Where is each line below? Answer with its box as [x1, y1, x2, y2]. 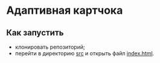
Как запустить [6, 28, 64, 38]
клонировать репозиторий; [14, 43, 86, 50]
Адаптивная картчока [6, 4, 123, 17]
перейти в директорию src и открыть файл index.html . [14, 50, 155, 57]
